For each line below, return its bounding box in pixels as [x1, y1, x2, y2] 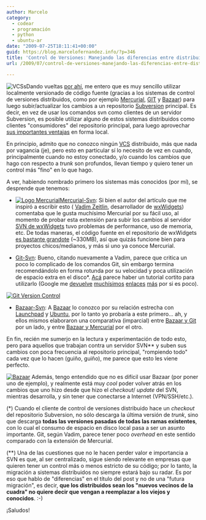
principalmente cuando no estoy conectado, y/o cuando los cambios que [6, 153, 191, 160]
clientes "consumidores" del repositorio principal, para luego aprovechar [6, 121, 190, 129]
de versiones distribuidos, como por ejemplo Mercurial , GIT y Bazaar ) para [6, 96, 195, 103]
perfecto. [6, 361, 30, 369]
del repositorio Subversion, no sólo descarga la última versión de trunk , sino [6, 411, 199, 418]
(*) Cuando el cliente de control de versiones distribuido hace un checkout [6, 404, 195, 411]
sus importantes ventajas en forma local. [6, 128, 109, 136]
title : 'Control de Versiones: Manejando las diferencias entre [6, 55, 174, 61]
